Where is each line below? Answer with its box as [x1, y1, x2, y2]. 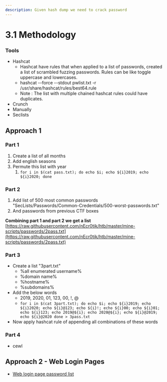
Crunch [12, 101, 29, 107]
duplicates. [20, 96, 43, 102]
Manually [12, 107, 32, 113]
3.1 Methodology [5, 29, 76, 40]
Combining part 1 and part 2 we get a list [5, 218, 92, 224]
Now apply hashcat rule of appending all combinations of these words [12, 319, 158, 325]
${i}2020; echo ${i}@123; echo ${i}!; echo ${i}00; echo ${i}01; [20, 306, 160, 311]
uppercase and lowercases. [20, 74, 78, 80]
